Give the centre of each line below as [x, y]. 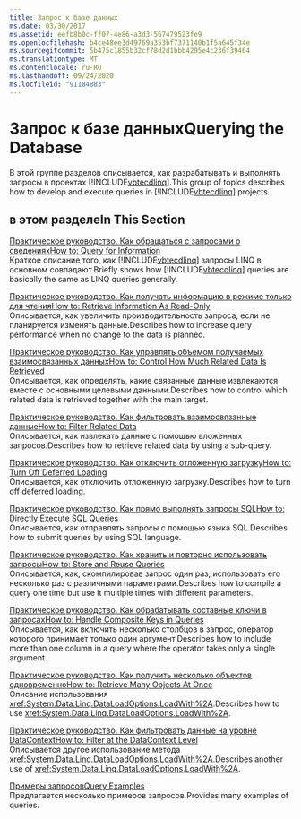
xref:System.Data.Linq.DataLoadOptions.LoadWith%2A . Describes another [146, 759]
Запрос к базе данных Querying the [147, 129]
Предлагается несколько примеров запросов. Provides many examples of [149, 796]
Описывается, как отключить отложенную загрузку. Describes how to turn [150, 482]
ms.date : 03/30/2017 [48, 26]
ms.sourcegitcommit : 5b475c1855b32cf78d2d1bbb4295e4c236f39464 [130, 51]
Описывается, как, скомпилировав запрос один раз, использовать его [145, 573]
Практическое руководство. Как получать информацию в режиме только [150, 297]
